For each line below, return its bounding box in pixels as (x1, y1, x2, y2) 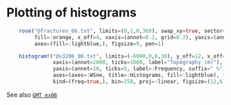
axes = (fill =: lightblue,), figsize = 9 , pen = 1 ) (34, 40, 165, 47)
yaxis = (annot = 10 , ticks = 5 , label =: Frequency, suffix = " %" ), (52, 65, 229, 73)
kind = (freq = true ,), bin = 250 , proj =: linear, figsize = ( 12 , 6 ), (52, 78, 229, 85)
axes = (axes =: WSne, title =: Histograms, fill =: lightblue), (52, 72, 220, 79)
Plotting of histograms (6, 5, 137, 21)
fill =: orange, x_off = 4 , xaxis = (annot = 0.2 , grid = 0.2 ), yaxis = (34, 34, 214, 40)
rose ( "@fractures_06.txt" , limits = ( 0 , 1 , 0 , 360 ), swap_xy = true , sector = (19, 27, 226, 34)
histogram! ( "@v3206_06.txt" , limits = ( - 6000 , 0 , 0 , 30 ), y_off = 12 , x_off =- (19, 53, 229, 60)
